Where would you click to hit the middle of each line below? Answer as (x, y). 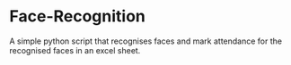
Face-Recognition (78, 16)
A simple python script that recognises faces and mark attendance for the (146, 41)
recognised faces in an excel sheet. (75, 50)
